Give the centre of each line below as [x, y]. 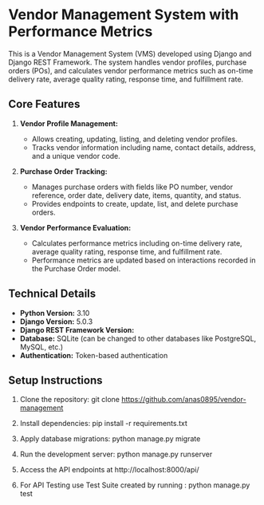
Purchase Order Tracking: [63, 171]
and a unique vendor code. [76, 156]
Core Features [44, 104]
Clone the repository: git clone [69, 400]
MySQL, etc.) [41, 347]
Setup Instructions [55, 380]
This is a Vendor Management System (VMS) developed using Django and [130, 53]
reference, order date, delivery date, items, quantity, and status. [136, 195]
